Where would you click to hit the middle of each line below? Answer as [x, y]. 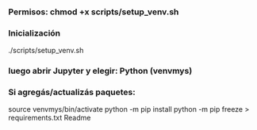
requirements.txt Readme [50, 118]
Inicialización [35, 32]
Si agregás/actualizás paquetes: [72, 92]
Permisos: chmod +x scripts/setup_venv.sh [94, 12]
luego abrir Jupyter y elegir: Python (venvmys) [100, 71]
